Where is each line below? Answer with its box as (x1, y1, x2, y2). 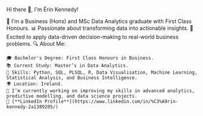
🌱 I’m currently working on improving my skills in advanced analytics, (6, 88, 195, 94)
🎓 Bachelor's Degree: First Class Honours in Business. (6, 55, 154, 61)
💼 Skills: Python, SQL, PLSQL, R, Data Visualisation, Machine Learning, (6, 70, 198, 76)
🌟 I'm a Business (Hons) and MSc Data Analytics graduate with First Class (6, 18, 192, 24)
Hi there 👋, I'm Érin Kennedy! (6, 6, 79, 13)
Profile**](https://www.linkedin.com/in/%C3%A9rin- (45, 98, 179, 104)
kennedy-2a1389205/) (6, 104, 59, 110)
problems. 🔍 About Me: (6, 40, 66, 47)
